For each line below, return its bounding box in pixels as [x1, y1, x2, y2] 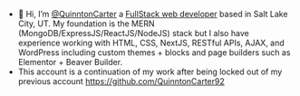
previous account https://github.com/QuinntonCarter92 [17, 76, 225, 86]
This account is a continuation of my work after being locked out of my [17, 66, 283, 77]
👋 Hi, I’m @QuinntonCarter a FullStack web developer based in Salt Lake [17, 9, 288, 19]
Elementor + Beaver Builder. [17, 57, 123, 67]
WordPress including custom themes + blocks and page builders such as [17, 47, 291, 58]
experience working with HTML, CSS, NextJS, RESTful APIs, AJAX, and [17, 37, 285, 48]
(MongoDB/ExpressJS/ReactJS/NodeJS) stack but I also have [17, 28, 249, 38]
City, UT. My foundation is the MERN [17, 18, 155, 29]
